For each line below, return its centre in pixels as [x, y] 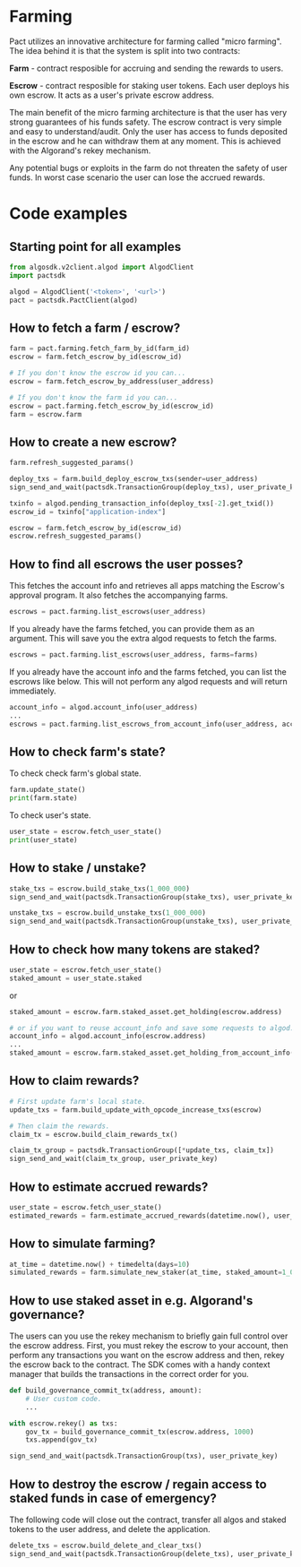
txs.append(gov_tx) [62, 1440]
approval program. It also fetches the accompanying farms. [119, 595]
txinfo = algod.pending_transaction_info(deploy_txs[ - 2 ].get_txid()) [142, 504]
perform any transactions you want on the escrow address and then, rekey [147, 1356]
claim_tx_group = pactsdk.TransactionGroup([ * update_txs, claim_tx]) [142, 1150]
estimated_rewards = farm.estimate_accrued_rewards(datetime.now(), [140, 1216]
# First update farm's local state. [77, 1101]
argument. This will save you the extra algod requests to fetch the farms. [143, 638]
